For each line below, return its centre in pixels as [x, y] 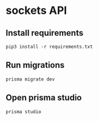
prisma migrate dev [30, 79]
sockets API [36, 11]
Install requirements [45, 33]
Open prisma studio [44, 98]
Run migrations [35, 65]
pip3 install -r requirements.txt [50, 47]
